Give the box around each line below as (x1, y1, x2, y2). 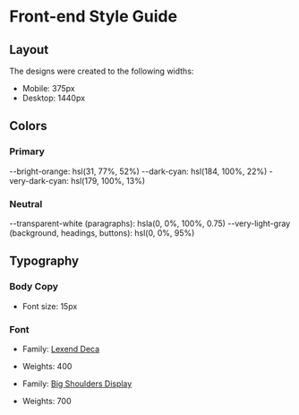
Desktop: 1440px (21, 92, 86, 103)
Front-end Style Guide (9, 6, 177, 27)
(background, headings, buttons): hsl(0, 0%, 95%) (9, 227, 195, 238)
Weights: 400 (21, 360, 73, 371)
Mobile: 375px (21, 83, 75, 93)
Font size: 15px (21, 300, 78, 311)
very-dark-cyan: (9, 175, 70, 186)
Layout (9, 42, 49, 57)
